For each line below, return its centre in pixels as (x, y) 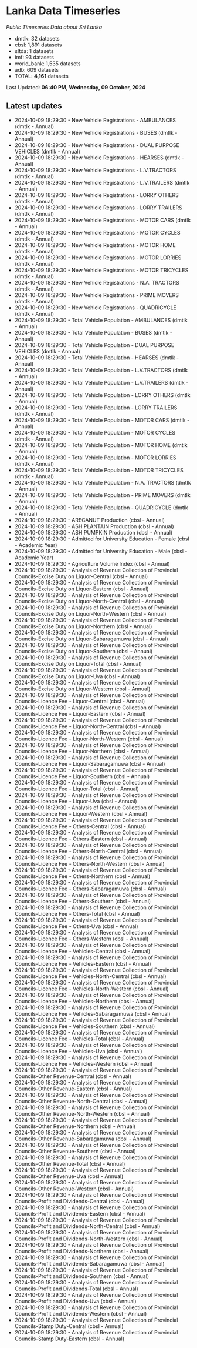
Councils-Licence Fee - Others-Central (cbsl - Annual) (80, 826)
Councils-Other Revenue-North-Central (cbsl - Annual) (81, 1101)
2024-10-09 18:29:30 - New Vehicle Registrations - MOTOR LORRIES (98, 258)
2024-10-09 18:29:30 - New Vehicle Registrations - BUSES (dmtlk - (96, 132)
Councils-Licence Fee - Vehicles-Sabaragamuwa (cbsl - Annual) (93, 1013)
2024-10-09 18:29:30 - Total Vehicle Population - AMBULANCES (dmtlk (101, 320)
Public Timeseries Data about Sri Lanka (54, 27)
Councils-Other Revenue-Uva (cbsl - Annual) (69, 1176)
